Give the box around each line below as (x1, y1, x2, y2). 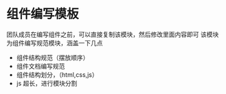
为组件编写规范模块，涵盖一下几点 (6, 38, 103, 47)
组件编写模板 (6, 6, 80, 22)
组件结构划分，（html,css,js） (16, 70, 98, 79)
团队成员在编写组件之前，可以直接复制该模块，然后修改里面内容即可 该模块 (6, 30, 219, 38)
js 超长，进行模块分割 (16, 79, 78, 87)
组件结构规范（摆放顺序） (16, 53, 89, 62)
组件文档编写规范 (16, 62, 65, 70)
